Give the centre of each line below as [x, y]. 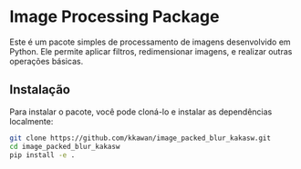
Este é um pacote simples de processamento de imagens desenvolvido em [150, 42]
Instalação [40, 89]
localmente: [31, 121]
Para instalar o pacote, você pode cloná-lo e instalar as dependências [141, 112]
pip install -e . [42, 155]
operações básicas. [47, 61]
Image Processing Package [114, 17]
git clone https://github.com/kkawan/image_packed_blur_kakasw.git [140, 138]
